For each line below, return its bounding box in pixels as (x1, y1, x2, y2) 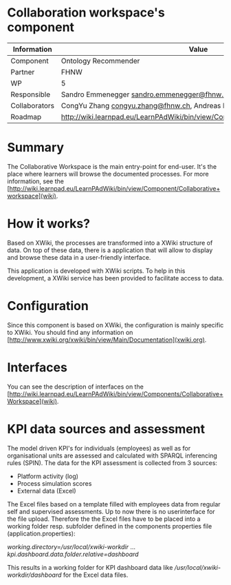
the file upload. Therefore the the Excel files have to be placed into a (7, 515, 201, 523)
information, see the (7, 177, 64, 185)
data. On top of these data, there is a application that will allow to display (7, 246, 213, 254)
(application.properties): (7, 529, 76, 537)
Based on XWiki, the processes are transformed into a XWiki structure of (7, 238, 213, 247)
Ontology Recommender (60, 56, 140, 65)
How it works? (7, 216, 91, 232)
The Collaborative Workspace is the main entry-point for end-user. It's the (7, 162, 217, 170)
